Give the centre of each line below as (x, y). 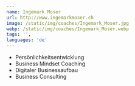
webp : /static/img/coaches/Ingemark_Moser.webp (68, 29)
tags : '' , (19, 35)
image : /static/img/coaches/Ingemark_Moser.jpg (68, 23)
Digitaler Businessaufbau (47, 70)
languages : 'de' (27, 40)
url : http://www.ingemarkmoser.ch (50, 18)
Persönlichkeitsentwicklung (50, 57)
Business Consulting (41, 77)
